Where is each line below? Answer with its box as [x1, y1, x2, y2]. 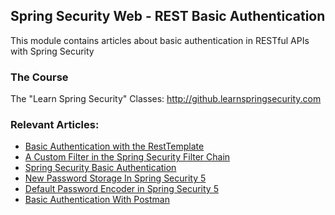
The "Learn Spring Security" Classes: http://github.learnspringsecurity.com [10, 93, 322, 105]
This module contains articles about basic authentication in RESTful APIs [10, 34, 310, 46]
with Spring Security [10, 45, 95, 57]
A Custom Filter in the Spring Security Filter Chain [24, 151, 231, 163]
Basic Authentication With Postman [24, 194, 170, 206]
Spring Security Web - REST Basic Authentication [10, 8, 326, 25]
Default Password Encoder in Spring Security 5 [24, 183, 219, 195]
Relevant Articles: [10, 118, 100, 132]
